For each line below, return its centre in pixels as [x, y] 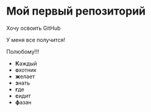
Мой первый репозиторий [76, 11]
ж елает [25, 76]
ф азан [23, 102]
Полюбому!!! [23, 51]
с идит [23, 96]
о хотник [26, 70]
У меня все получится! [36, 40]
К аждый [26, 63]
